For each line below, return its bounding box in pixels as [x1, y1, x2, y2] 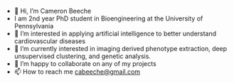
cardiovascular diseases [14, 37, 86, 45]
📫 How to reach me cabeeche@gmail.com [14, 67, 141, 76]
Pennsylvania [14, 22, 54, 30]
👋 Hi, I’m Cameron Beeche [14, 7, 92, 15]
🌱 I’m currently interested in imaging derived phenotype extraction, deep [14, 45, 228, 52]
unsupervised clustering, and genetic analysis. [14, 52, 151, 60]
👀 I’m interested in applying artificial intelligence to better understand [14, 29, 217, 38]
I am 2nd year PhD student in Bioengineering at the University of [14, 14, 203, 23]
